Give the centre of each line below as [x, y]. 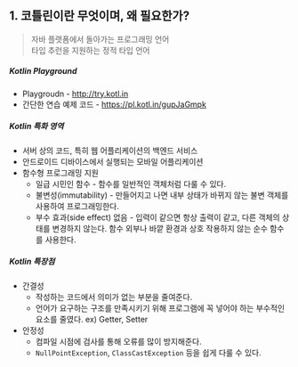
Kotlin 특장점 [32, 262]
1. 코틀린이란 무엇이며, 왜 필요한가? [99, 16]
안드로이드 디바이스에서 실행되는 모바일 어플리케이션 [113, 161]
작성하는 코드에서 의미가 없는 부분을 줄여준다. [114, 297]
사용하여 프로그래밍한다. [77, 206]
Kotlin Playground [43, 71]
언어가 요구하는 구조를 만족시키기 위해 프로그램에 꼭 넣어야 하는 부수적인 [160, 308]
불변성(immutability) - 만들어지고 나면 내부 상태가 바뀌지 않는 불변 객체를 [162, 195]
